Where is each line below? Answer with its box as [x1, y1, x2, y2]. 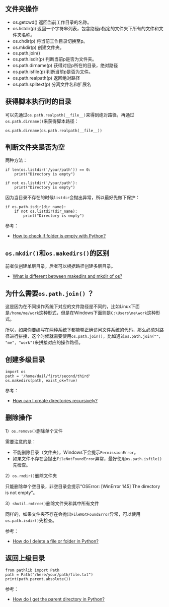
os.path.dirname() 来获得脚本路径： [5, 118, 79, 124]
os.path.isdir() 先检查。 [5, 517, 57, 523]
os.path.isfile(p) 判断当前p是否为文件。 [12, 69, 94, 75]
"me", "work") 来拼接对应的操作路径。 [5, 339, 83, 345]
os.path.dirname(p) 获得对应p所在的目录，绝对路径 [12, 62, 118, 68]
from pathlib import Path [5, 568, 59, 573]
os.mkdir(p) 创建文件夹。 [12, 44, 64, 50]
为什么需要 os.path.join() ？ [5, 289, 94, 297]
